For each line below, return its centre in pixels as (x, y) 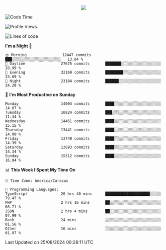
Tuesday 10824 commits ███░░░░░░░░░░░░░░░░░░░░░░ (83, 112)
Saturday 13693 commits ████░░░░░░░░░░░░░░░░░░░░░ (83, 147)
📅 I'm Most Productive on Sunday (40, 95)
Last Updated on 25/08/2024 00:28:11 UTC (49, 242)
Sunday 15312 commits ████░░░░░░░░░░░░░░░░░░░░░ (83, 156)
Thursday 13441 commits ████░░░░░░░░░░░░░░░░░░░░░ (83, 130)
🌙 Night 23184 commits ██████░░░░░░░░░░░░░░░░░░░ (83, 81)
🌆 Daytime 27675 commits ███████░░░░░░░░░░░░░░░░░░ (83, 64)
